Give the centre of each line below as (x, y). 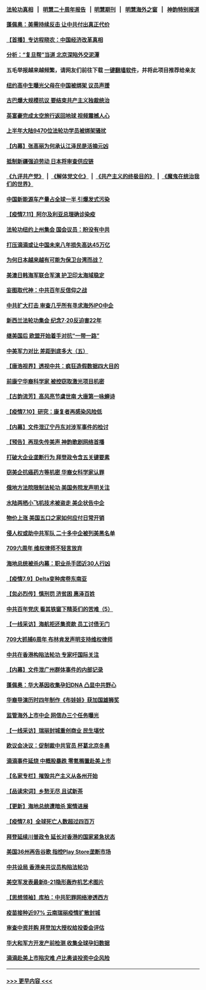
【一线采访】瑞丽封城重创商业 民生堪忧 (55, 731)
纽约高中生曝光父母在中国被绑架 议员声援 (58, 85)
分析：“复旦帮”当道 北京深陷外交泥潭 (53, 55)
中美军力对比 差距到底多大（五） (48, 351)
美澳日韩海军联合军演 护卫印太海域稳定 (55, 275)
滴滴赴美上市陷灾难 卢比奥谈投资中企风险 (58, 958)
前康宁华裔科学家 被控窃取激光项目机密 (55, 381)
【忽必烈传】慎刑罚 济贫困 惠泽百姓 (51, 594)
